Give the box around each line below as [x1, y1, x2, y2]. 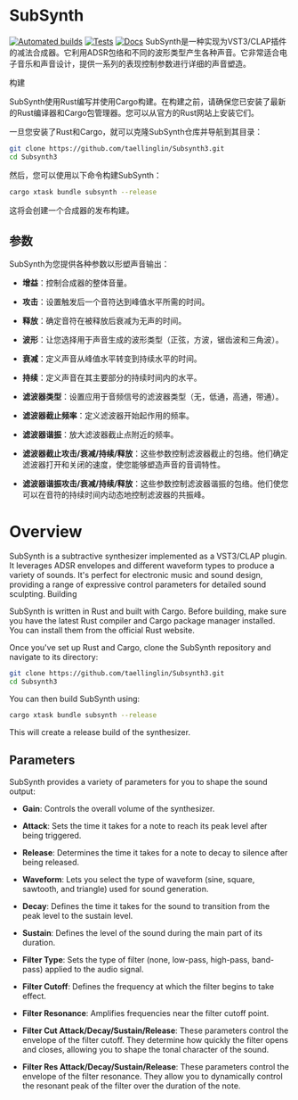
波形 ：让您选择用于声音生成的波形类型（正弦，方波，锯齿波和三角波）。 [21, 335, 284, 345]
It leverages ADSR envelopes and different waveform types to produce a [9, 560, 275, 571]
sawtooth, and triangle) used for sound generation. [21, 883, 209, 894]
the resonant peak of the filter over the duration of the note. [21, 1080, 241, 1091]
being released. [21, 856, 80, 867]
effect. [21, 990, 47, 1001]
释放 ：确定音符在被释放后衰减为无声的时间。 [21, 316, 187, 327]
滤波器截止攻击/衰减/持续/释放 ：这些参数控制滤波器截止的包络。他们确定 [21, 448, 289, 459]
